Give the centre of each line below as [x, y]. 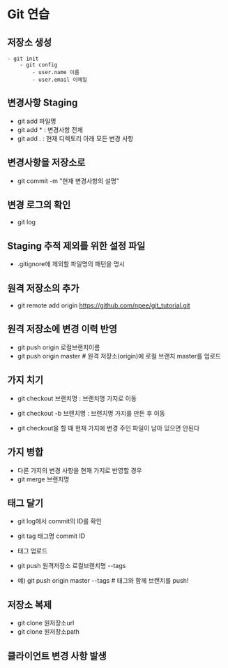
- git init [23, 59]
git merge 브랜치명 [43, 479]
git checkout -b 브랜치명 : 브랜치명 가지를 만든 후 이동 [91, 413]
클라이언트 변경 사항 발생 [57, 656]
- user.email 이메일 [60, 80]
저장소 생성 [30, 42]
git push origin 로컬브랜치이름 [59, 347]
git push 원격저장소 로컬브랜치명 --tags [71, 566]
